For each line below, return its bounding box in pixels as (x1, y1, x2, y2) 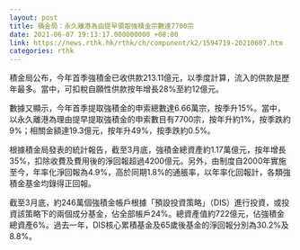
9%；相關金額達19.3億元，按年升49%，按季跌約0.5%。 (9, 125, 216, 136)
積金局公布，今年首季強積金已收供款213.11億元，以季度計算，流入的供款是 (9, 73, 282, 84)
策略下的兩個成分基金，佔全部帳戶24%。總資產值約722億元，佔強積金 (24, 209, 286, 219)
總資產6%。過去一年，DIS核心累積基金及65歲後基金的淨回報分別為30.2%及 (9, 219, 289, 230)
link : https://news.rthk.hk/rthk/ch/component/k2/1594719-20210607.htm (9, 38, 283, 48)
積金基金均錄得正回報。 (9, 178, 96, 189)
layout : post (9, 13, 58, 22)
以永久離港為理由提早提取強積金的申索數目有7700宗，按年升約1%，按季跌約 (9, 114, 292, 125)
